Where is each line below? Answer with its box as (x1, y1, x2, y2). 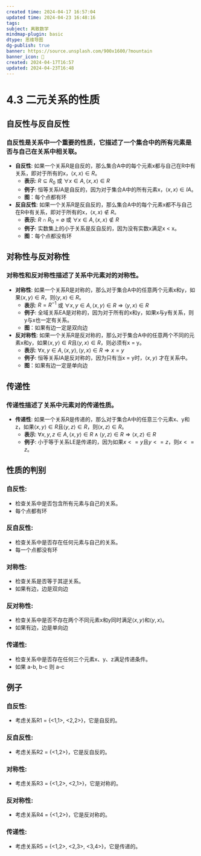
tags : (6, 20, 20, 26)
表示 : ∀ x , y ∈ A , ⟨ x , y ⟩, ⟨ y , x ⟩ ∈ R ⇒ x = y (24, 347, 125, 354)
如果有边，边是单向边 (14, 624, 68, 631)
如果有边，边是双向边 (14, 585, 68, 592)
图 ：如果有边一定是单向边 (24, 362, 88, 369)
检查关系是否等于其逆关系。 (14, 578, 85, 585)
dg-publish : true (6, 43, 50, 49)
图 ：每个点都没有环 (24, 232, 72, 239)
